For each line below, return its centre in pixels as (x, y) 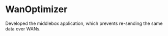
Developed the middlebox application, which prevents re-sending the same (84, 23)
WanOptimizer (36, 9)
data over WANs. (23, 28)
